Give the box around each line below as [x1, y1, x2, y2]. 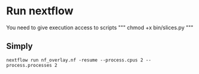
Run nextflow [6, 4, 74, 18]
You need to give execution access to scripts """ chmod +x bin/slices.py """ [6, 24, 194, 31]
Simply [6, 41, 33, 51]
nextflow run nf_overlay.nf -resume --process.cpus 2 [6, 57, 144, 63]
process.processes [6, 62, 52, 68]
